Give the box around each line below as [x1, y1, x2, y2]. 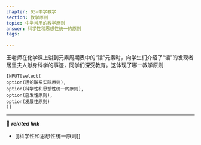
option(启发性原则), [6, 92, 53, 98]
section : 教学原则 [6, 14, 49, 20]
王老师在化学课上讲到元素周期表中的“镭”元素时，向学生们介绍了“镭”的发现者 [6, 54, 194, 61]
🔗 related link [6, 120, 40, 127]
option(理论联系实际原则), [6, 80, 66, 86]
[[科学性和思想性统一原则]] [14, 132, 81, 140]
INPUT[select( [6, 73, 42, 79]
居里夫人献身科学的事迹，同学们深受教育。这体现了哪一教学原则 [6, 61, 163, 68]
